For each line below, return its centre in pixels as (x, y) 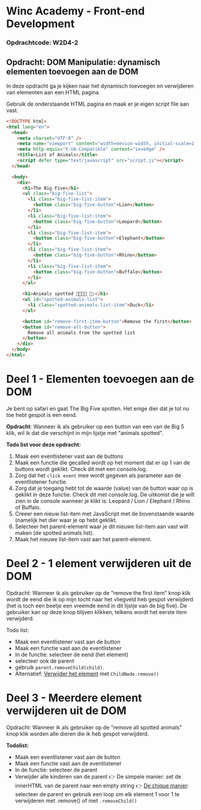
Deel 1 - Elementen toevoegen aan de (100, 379)
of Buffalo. (28, 507)
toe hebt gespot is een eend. (42, 415)
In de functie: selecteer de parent (56, 770)
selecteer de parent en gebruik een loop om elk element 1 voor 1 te (97, 794)
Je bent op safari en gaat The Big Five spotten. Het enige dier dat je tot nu (98, 408)
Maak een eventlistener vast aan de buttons (69, 456)
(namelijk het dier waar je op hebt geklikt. (66, 520)
